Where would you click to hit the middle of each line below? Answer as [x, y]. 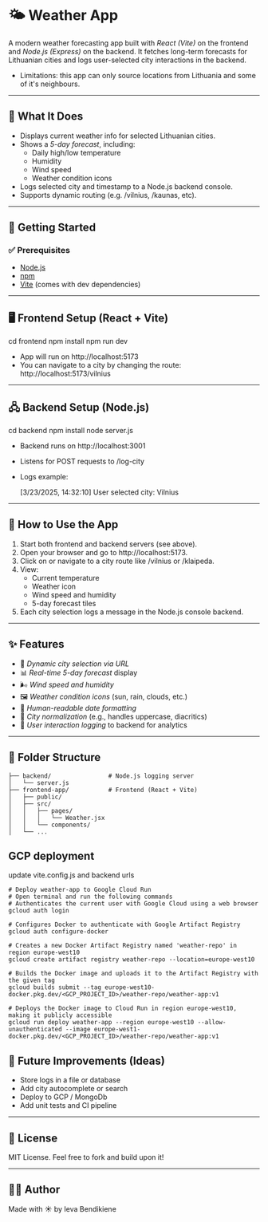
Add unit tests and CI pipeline [68, 1106]
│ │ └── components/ [49, 825]
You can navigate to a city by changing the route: [100, 365]
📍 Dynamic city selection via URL [75, 664]
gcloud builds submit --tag [55, 987]
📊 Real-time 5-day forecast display [79, 672]
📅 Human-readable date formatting [78, 708]
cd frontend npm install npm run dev [68, 341]
